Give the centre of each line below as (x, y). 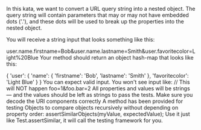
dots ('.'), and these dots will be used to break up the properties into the (95, 21)
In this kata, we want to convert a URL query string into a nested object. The (101, 9)
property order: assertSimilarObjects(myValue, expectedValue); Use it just (98, 114)
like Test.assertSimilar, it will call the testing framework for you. (85, 120)
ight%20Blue (22, 57)
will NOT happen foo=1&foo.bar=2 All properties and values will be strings (98, 88)
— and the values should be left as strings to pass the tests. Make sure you (100, 95)
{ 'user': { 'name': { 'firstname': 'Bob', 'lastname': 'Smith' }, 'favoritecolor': (97, 76)
